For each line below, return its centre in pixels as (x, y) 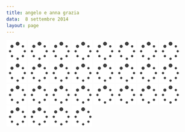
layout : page (23, 25)
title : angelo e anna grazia (43, 13)
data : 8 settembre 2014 (37, 19)
